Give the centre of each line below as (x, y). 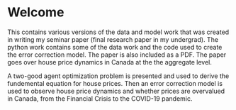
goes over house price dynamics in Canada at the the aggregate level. (110, 62)
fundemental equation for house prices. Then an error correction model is (115, 83)
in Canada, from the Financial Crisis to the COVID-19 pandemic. (100, 98)
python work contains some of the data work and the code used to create (115, 47)
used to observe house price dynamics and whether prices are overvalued (116, 91)
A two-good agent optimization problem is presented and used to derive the (118, 76)
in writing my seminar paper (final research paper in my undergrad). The (113, 39)
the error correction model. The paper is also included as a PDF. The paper (117, 55)
